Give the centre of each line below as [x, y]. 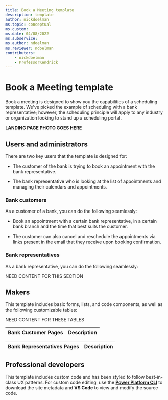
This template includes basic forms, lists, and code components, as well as [84, 304]
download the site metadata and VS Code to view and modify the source [82, 388]
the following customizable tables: [41, 310]
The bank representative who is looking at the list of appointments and [87, 181]
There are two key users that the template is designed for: [66, 156]
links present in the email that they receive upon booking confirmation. [87, 242]
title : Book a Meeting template [40, 10]
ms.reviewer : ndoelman [29, 48]
